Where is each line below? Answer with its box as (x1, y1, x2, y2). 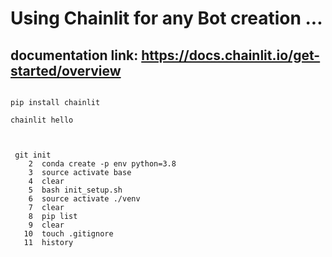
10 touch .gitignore (23, 229, 114, 239)
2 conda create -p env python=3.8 (28, 159, 177, 169)
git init (14, 150, 52, 160)
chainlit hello (10, 115, 74, 125)
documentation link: (10, 47, 139, 64)
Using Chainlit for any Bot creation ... (10, 7, 323, 30)
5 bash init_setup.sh (28, 185, 123, 195)
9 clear (28, 220, 65, 230)
